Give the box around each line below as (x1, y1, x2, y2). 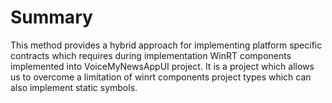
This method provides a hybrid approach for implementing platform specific (10, 39, 323, 51)
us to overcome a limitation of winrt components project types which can (10, 71, 312, 83)
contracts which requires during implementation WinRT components (10, 49, 292, 61)
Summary (10, 6, 93, 29)
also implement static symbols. (10, 81, 138, 93)
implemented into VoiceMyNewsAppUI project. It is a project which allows (10, 60, 315, 72)
